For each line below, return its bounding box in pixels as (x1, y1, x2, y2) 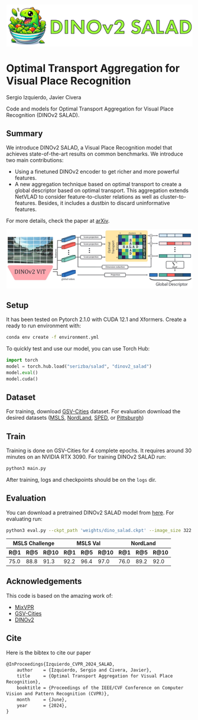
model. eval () (6, 369, 38, 375)
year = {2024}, (17, 702, 67, 708)
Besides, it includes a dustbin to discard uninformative (38, 200, 170, 207)
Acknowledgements (6, 576, 82, 586)
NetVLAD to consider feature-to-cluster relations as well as (14, 193, 159, 200)
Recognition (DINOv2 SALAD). (6, 111, 80, 118)
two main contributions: (6, 157, 64, 164)
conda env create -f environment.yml (6, 335, 99, 340)
